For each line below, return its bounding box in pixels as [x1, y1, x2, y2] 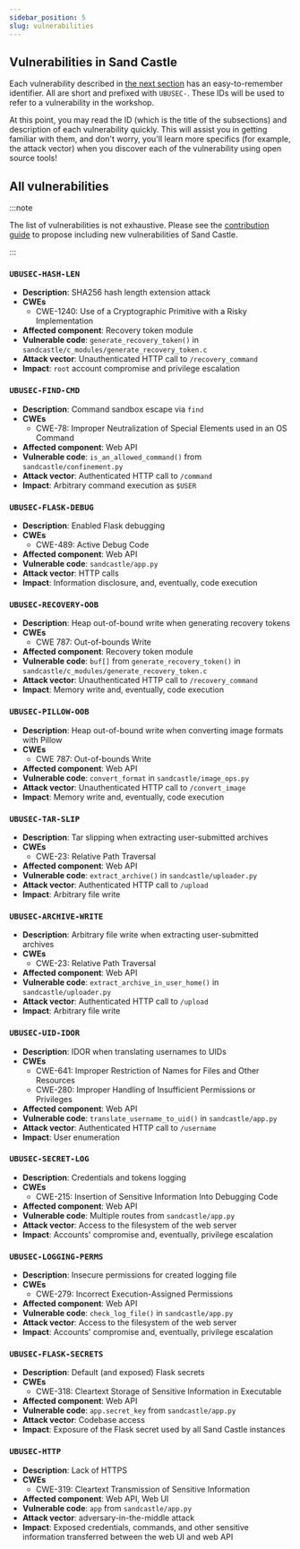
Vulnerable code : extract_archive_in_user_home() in [21, 977, 219, 988]
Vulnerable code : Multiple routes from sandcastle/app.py [21, 1210, 236, 1220]
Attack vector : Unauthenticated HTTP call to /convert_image [21, 782, 246, 792]
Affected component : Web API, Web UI [21, 1493, 169, 1504]
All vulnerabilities [9, 178, 109, 193]
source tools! [9, 153, 58, 164]
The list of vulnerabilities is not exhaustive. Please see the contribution [9, 220, 270, 231]
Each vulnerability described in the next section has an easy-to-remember [9, 78, 284, 90]
